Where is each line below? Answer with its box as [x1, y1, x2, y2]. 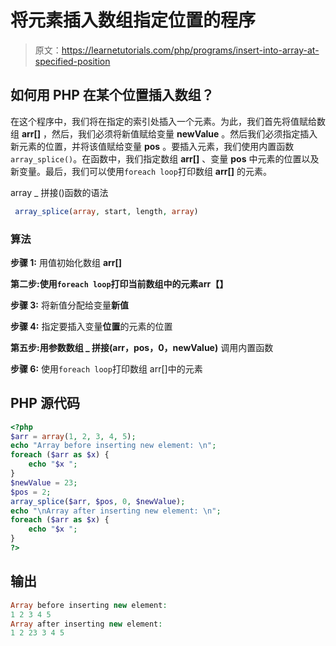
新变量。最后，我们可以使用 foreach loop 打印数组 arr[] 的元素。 [10, 165, 272, 177]
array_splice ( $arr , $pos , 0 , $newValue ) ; [10, 496, 186, 506]
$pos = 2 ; [10, 487, 52, 497]
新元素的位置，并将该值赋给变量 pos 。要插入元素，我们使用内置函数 [10, 140, 295, 152]
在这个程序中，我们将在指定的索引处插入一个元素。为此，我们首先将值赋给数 [10, 115, 326, 127]
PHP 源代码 [10, 395, 80, 412]
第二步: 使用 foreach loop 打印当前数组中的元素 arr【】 [10, 277, 229, 290]
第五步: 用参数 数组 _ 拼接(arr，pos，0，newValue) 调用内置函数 [10, 341, 274, 353]
